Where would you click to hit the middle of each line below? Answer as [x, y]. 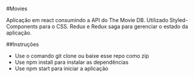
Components [22, 26]
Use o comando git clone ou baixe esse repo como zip [82, 56]
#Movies [17, 9]
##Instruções [23, 44]
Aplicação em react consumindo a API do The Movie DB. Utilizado [87, 20]
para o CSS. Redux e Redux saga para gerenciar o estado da [114, 26]
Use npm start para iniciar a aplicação [61, 68]
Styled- [179, 20]
